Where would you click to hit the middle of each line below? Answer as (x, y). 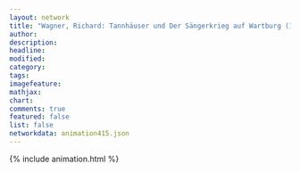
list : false (31, 126)
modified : (28, 59)
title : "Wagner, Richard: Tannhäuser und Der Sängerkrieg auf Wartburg (145, 26)
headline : (28, 51)
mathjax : (25, 92)
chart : (21, 100)
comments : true (37, 109)
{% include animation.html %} (64, 159)
